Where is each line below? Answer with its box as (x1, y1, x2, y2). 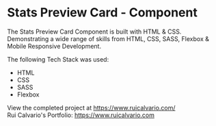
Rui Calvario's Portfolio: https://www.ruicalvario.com (7, 111, 155, 119)
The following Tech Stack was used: (7, 55, 109, 63)
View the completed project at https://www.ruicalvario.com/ (7, 103, 176, 112)
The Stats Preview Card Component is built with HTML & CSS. (7, 27, 182, 36)
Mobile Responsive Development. (7, 42, 101, 50)
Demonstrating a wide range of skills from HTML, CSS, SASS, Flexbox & (7, 34, 210, 42)
